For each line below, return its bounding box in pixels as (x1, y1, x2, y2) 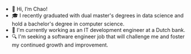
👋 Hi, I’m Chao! (11, 6, 48, 12)
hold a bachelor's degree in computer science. (11, 20, 125, 27)
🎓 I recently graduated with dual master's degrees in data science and (11, 12, 184, 19)
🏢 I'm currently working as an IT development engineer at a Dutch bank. (11, 27, 186, 33)
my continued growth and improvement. (11, 41, 108, 48)
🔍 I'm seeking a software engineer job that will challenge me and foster (11, 33, 185, 40)
